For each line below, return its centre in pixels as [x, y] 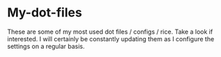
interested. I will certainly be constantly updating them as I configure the [111, 38]
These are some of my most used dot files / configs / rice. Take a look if [110, 32]
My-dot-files [44, 13]
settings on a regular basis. [46, 46]
